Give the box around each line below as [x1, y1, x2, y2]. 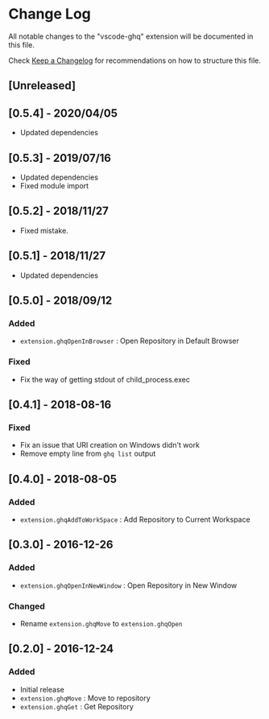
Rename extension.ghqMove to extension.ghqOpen [19, 618, 183, 628]
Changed [8, 601, 46, 612]
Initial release [19, 684, 64, 694]
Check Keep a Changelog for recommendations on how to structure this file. [8, 56, 262, 65]
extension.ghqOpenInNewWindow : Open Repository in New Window [19, 581, 238, 590]
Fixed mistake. [19, 225, 68, 235]
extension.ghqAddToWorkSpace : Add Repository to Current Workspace [19, 514, 251, 524]
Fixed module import [19, 180, 89, 190]
